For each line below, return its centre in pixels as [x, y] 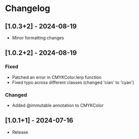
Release [20, 132]
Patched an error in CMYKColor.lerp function [57, 77]
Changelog [28, 8]
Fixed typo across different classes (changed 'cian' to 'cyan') [73, 82]
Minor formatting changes [38, 38]
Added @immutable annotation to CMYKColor [58, 105]
